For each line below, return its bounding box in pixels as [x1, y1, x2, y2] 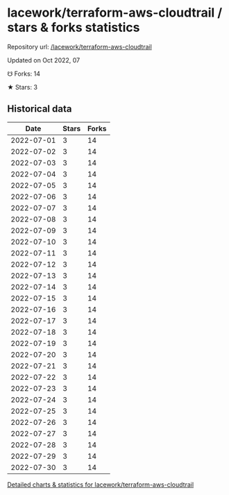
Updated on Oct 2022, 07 [7, 56, 80, 64]
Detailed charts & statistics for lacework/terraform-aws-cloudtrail [7, 480, 194, 489]
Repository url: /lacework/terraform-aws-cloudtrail [7, 42, 153, 51]
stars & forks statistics [7, 19, 140, 35]
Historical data [7, 103, 72, 115]
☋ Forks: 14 [7, 69, 40, 78]
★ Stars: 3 [7, 83, 38, 91]
